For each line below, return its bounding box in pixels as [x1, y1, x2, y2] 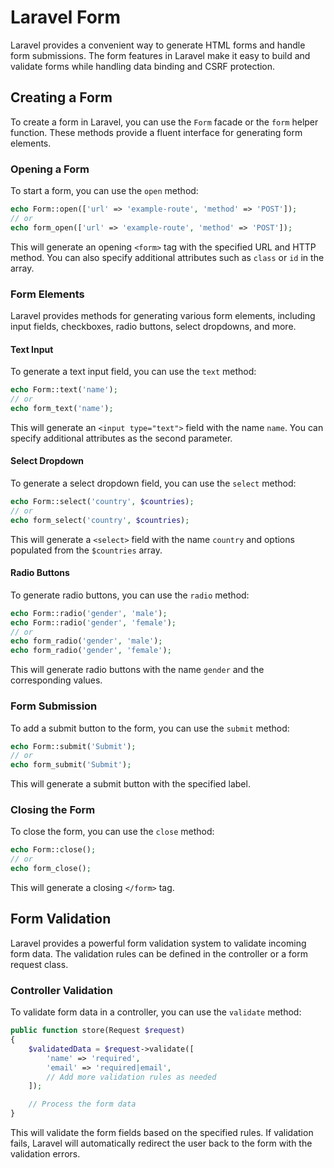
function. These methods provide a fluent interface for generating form [10, 126, 303, 138]
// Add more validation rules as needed [46, 1072, 217, 1082]
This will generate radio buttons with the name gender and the [10, 664, 265, 676]
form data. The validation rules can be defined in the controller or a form [10, 947, 308, 960]
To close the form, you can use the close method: [10, 826, 215, 838]
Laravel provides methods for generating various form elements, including [10, 309, 316, 321]
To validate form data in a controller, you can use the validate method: [10, 1006, 302, 1018]
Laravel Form [10, 6, 122, 29]
